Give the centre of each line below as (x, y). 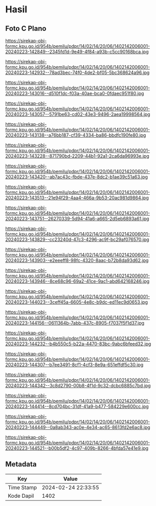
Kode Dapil (21, 496)
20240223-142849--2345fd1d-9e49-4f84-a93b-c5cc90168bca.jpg (77, 52)
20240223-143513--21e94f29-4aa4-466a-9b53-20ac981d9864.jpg (77, 198)
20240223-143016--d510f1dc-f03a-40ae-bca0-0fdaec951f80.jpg (75, 93)
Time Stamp (23, 488)
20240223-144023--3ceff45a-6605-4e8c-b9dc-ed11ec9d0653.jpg (77, 302)
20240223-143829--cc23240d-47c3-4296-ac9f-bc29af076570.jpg (77, 239)
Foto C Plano (26, 29)
